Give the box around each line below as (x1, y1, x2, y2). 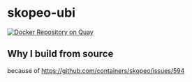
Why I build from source (7, 48, 114, 60)
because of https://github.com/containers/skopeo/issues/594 (7, 66, 185, 74)
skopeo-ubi (7, 5, 75, 21)
